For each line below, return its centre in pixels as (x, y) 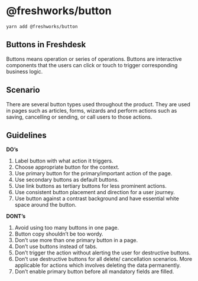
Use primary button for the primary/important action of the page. (93, 174)
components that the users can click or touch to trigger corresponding (92, 65)
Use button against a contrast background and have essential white (97, 198)
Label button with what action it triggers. (64, 161)
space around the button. (46, 205)
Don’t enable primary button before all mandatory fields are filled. (94, 272)
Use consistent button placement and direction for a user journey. (95, 192)
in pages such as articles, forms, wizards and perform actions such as (92, 110)
